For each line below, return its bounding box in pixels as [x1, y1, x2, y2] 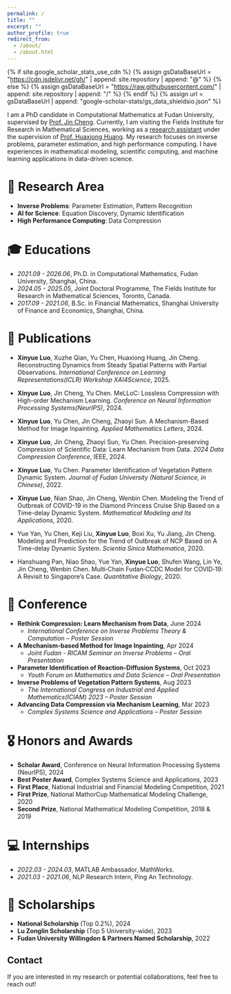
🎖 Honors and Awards [7, 733, 133, 748]
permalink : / [7, 10, 45, 17]
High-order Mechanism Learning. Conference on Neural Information [17, 396, 212, 405]
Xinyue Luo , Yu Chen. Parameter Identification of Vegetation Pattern [17, 466, 212, 474]
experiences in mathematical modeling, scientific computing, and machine [7, 147, 219, 156]
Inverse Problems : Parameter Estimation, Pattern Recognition [17, 201, 193, 210]
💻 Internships [7, 838, 90, 853]
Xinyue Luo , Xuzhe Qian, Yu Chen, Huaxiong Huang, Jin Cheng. [17, 353, 200, 362]
